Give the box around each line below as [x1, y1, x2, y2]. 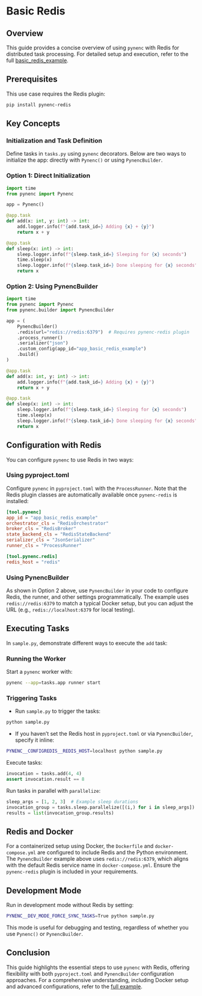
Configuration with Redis [6, 440, 102, 450]
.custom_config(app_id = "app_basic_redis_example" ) [17, 346, 147, 352]
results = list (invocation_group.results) [6, 810, 114, 816]
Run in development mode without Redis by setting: [6, 902, 134, 909]
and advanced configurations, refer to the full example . [6, 983, 143, 990]
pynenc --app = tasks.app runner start [6, 680, 101, 686]
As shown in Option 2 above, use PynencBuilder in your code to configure [6, 587, 188, 594]
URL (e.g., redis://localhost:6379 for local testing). [6, 606, 135, 613]
